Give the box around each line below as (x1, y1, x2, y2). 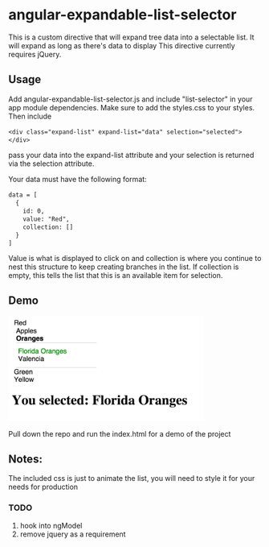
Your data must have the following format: (8, 174, 147, 184)
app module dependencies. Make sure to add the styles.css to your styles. (8, 102, 255, 112)
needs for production (8, 482, 79, 492)
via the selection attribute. (8, 159, 95, 168)
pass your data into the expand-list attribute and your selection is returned (8, 150, 255, 160)
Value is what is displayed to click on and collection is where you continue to (8, 253, 262, 263)
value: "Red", (22, 215, 70, 223)
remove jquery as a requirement (19, 529, 126, 539)
